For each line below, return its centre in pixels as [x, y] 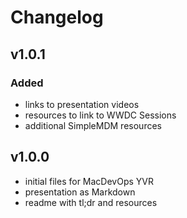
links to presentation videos [82, 104]
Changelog [57, 17]
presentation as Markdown [80, 192]
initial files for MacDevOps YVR [89, 181]
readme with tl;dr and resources [91, 202]
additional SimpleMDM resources [93, 125]
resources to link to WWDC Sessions [100, 115]
